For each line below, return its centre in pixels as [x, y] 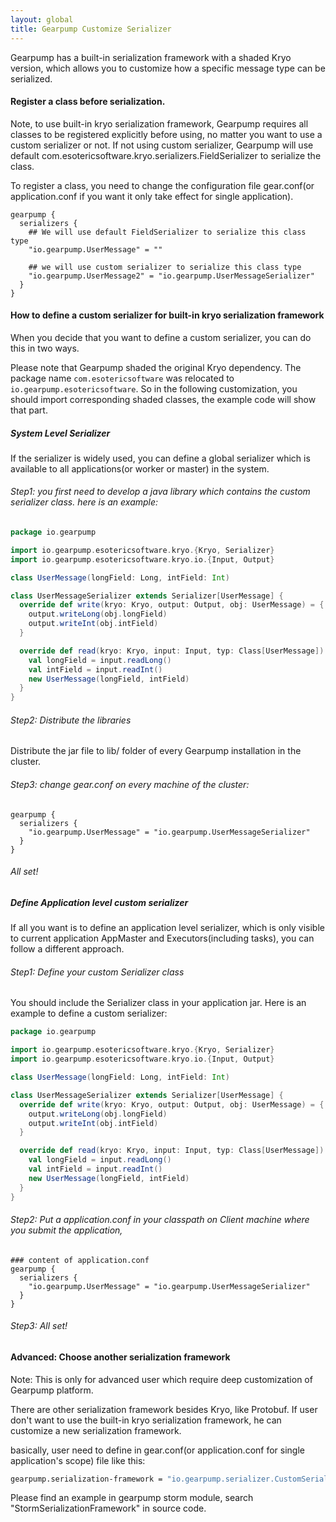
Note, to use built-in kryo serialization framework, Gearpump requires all [159, 123]
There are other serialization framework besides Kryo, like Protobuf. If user [164, 1409]
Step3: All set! [39, 1326]
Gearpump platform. [52, 1390]
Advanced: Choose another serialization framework [120, 1357]
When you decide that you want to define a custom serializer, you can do [161, 337]
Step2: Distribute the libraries [71, 720]
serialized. [31, 78]
